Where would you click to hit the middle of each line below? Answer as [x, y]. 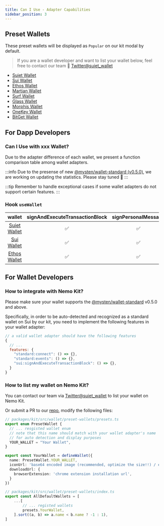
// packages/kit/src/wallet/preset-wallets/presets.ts [62, 420]
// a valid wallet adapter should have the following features [71, 336]
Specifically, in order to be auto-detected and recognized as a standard [77, 316]
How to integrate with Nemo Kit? [44, 291]
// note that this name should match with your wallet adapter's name [83, 433]
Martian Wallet [27, 91]
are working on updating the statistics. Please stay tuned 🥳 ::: [67, 177]
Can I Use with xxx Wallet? [37, 146]
